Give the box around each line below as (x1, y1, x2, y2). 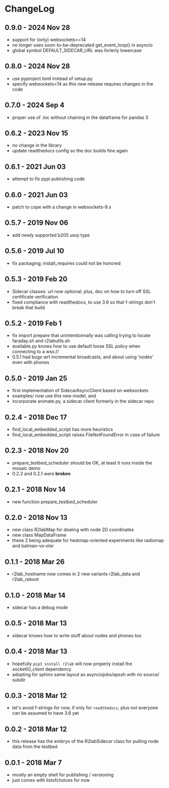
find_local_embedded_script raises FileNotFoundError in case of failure (12, 431, 160, 438)
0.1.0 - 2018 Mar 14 (5, 591, 66, 600)
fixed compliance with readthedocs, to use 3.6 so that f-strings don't (12, 299, 155, 305)
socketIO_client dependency (12, 666, 72, 672)
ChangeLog (5, 3, 55, 15)
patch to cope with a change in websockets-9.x (12, 204, 112, 210)
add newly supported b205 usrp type (12, 232, 90, 238)
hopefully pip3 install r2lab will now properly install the (12, 660, 133, 667)
